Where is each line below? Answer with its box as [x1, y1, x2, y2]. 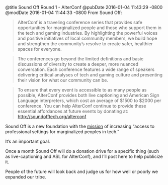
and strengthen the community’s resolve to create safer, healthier [17, 41, 153, 47]
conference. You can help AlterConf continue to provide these [17, 103, 147, 109]
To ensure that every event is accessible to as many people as [17, 87, 147, 92]
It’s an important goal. [5, 138, 50, 144]
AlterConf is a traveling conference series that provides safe [17, 20, 142, 25]
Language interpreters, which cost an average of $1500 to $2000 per [17, 98, 161, 104]
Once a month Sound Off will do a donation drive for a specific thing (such [5, 148, 159, 154]
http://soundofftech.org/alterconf [17, 114, 87, 120]
